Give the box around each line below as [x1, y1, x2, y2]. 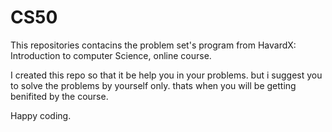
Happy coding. [10, 109, 72, 121]
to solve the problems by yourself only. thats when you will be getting [10, 79, 297, 91]
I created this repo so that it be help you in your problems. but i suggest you [10, 69, 323, 81]
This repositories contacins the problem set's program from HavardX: [10, 39, 297, 51]
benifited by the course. [10, 90, 109, 102]
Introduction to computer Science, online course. [10, 49, 212, 61]
